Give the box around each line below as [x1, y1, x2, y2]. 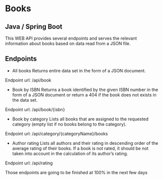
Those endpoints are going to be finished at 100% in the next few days [5, 169, 148, 175]
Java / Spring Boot [5, 22, 63, 31]
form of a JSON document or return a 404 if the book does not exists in [12, 91, 157, 98]
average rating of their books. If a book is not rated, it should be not [12, 145, 149, 151]
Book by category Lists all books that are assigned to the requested [12, 116, 149, 122]
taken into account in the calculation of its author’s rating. [12, 150, 128, 157]
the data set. [12, 97, 38, 103]
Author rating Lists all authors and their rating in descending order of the [12, 140, 159, 146]
